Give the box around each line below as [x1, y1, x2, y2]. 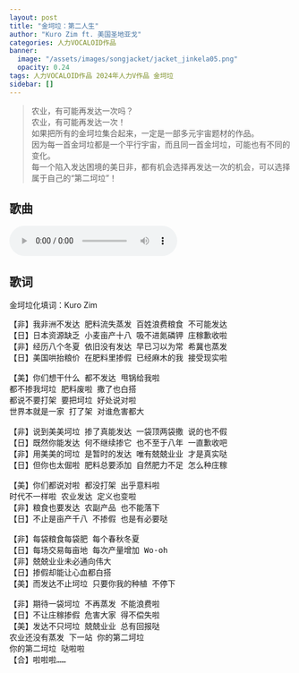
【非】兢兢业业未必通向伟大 [9, 557, 112, 567]
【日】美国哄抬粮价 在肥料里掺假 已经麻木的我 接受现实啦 [9, 353, 228, 363]
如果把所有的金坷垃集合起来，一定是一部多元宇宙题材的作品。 [30, 127, 260, 139]
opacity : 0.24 [17, 64, 70, 72]
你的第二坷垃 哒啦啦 [9, 643, 85, 654]
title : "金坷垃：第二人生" [9, 21, 99, 30]
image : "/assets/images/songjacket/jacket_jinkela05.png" [17, 55, 239, 64]
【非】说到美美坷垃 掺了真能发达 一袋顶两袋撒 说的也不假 [9, 427, 228, 437]
